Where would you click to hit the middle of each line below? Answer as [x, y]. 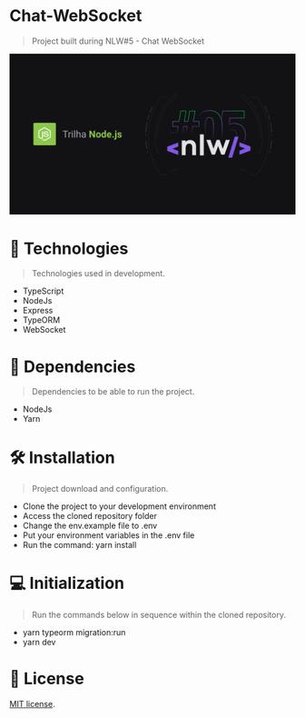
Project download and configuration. [100, 489]
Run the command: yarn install [79, 545]
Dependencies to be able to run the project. [113, 392]
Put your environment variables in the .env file [108, 535]
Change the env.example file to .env [90, 526]
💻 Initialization [67, 583]
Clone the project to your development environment [119, 506]
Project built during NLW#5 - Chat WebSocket [118, 41]
